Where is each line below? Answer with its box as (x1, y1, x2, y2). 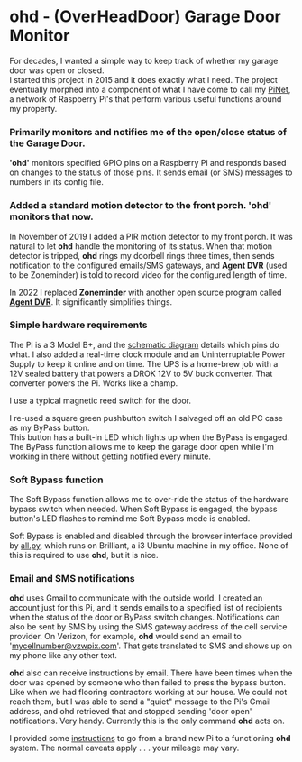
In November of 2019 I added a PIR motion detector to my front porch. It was (9, 231, 293, 242)
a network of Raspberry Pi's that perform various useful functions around (9, 93, 282, 105)
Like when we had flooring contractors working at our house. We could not (9, 687, 288, 698)
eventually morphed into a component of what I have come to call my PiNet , (9, 84, 291, 95)
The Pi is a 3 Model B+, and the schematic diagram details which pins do (9, 339, 279, 350)
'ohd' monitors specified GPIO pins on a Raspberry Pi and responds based (9, 158, 287, 169)
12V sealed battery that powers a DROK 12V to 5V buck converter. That (9, 368, 273, 379)
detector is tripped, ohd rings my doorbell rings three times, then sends (9, 250, 275, 261)
